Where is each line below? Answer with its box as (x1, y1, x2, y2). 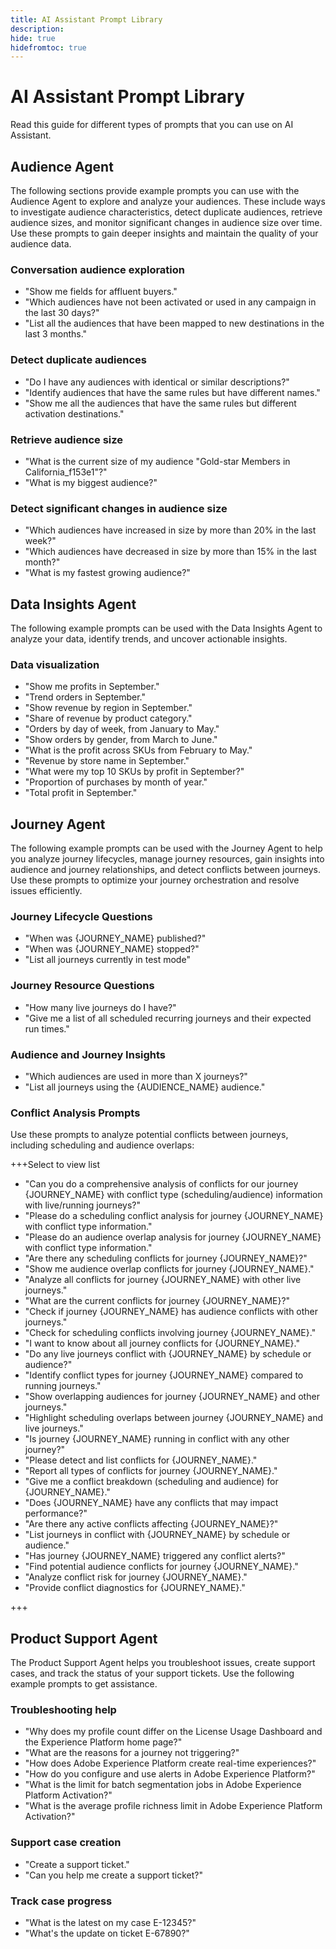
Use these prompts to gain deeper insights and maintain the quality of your (10, 227, 319, 239)
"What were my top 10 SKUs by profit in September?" (24, 766, 245, 778)
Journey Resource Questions (10, 979, 155, 993)
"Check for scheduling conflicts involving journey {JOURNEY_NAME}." (24, 1327, 317, 1339)
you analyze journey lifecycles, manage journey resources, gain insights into (10, 853, 325, 865)
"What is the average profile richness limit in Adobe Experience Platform (24, 1800, 323, 1812)
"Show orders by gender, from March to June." (24, 734, 218, 746)
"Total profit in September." (24, 787, 138, 799)
